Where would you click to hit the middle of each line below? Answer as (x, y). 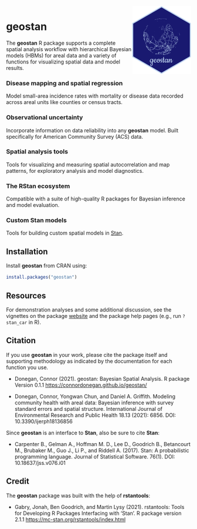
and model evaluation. (33, 205)
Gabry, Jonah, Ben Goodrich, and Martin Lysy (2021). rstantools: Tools (99, 507)
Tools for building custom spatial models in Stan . (65, 233)
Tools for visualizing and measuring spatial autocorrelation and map (88, 165)
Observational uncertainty (45, 118)
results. (15, 68)
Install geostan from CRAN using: (47, 266)
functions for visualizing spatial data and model (63, 62)
